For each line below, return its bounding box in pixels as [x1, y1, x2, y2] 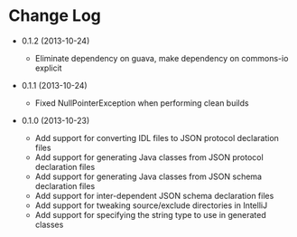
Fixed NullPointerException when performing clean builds [34, 97, 249, 109]
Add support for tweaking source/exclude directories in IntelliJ [34, 200, 268, 211]
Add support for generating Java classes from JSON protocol [34, 151, 264, 163]
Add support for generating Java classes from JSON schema [34, 171, 263, 182]
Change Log [8, 5, 101, 26]
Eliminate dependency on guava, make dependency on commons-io [34, 52, 289, 63]
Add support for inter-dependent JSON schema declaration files [34, 190, 274, 201]
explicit [34, 62, 62, 73]
